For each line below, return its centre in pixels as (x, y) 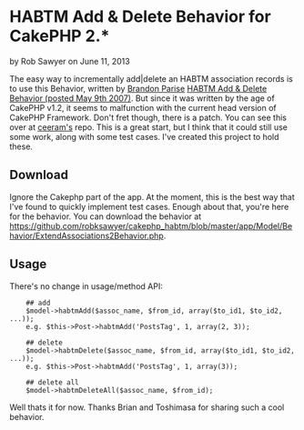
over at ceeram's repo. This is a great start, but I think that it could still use (149, 127)
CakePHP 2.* (60, 36)
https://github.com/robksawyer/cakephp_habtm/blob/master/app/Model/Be (151, 225)
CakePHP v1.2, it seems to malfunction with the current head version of (143, 107)
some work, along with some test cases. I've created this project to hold (144, 136)
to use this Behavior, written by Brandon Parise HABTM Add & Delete (138, 88)
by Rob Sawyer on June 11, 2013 (70, 61)
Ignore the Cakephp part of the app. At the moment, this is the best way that (152, 196)
